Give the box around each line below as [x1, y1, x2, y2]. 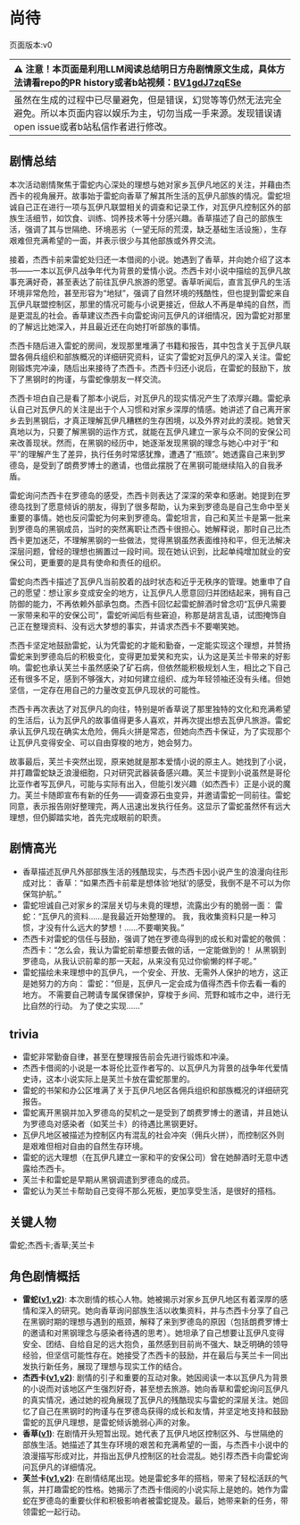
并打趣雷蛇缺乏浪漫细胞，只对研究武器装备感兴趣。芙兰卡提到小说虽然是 [9, 767, 275, 778]
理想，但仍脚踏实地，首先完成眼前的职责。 [9, 811, 166, 823]
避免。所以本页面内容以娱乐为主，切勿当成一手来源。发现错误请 [13, 106, 283, 119]
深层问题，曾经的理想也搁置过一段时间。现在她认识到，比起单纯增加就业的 [9, 546, 283, 556]
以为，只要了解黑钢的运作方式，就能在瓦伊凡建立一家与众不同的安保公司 [24, 426, 291, 436]
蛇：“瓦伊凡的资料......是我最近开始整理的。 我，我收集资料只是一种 [21, 911, 270, 921]
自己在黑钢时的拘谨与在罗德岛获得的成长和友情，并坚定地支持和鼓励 [37, 1406, 288, 1416]
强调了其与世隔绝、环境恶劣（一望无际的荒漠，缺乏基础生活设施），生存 [24, 224, 287, 234]
